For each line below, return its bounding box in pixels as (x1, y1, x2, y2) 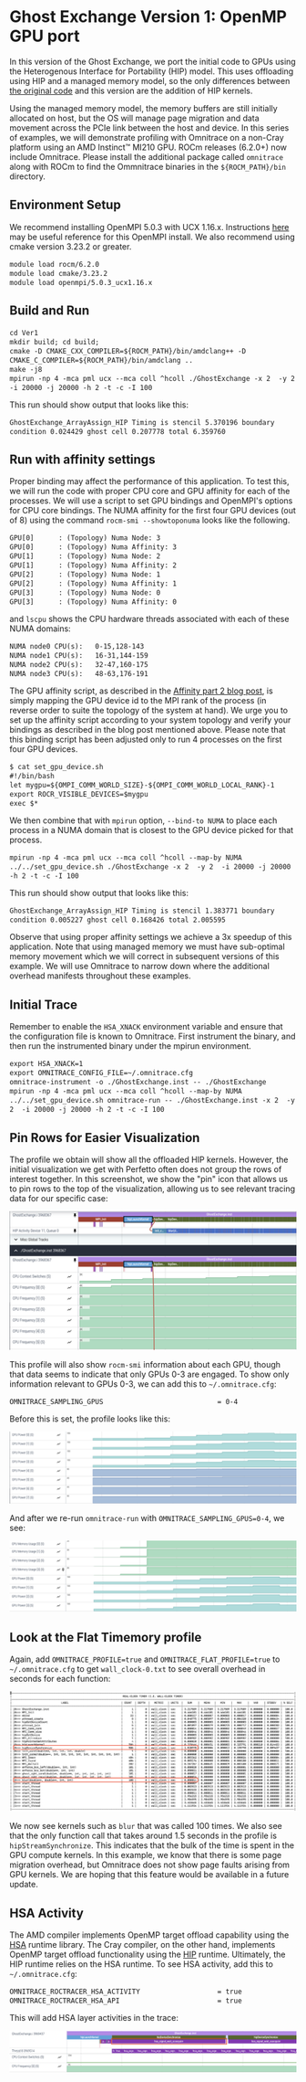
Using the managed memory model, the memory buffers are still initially (9, 102, 278, 113)
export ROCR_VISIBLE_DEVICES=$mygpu (9, 790, 148, 799)
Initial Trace (9, 997, 78, 1012)
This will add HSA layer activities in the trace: (9, 2012, 179, 2023)
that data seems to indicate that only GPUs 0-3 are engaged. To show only (9, 1369, 290, 1380)
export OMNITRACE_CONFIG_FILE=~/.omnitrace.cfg (9, 1069, 194, 1078)
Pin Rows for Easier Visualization (9, 1130, 200, 1146)
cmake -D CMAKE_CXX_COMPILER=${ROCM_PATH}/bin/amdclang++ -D (9, 346, 247, 355)
